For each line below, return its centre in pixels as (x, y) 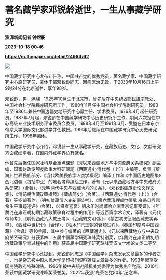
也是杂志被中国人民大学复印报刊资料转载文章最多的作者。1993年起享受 (86, 260)
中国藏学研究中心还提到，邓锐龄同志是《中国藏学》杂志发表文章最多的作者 (81, 254)
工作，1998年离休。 (29, 136)
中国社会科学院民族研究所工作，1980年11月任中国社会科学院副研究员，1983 (82, 105)
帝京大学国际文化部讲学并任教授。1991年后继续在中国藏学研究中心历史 (77, 129)
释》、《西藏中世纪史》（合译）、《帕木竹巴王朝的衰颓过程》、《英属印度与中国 (80, 225)
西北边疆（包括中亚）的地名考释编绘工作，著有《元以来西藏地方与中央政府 (81, 181)
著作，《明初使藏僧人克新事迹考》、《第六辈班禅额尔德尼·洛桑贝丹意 (93, 200)
